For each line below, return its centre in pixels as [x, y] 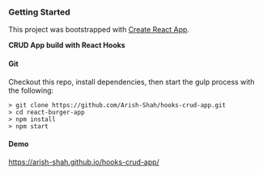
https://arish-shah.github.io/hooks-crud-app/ [84, 162]
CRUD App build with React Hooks [67, 45]
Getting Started [39, 12]
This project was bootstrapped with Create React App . [99, 30]
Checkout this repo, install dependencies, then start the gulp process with [131, 81]
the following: [31, 90]
